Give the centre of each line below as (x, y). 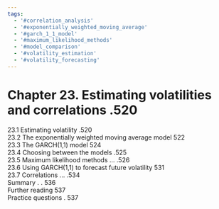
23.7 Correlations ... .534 (44, 175)
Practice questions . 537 (43, 197)
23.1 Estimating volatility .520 (50, 130)
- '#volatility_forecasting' (57, 60)
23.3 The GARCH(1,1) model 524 (54, 145)
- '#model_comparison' (47, 47)
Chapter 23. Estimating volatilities (109, 95)
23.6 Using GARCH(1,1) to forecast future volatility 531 (86, 167)
